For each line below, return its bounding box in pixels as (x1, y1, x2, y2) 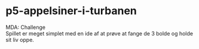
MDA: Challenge (5, 24, 46, 31)
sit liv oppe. (5, 36, 34, 43)
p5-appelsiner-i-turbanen (5, 4, 137, 18)
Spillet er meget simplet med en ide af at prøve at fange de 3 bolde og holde (5, 30, 194, 37)
